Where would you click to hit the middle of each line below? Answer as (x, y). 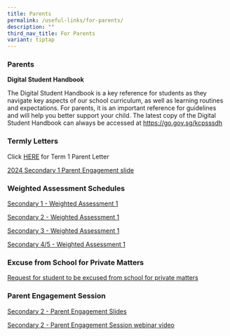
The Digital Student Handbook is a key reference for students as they (107, 93)
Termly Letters (33, 141)
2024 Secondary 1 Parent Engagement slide (71, 170)
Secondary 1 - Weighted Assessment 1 (63, 203)
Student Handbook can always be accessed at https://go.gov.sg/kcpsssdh (115, 123)
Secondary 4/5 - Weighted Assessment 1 (67, 244)
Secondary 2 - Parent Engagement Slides (67, 311)
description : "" (31, 27)
